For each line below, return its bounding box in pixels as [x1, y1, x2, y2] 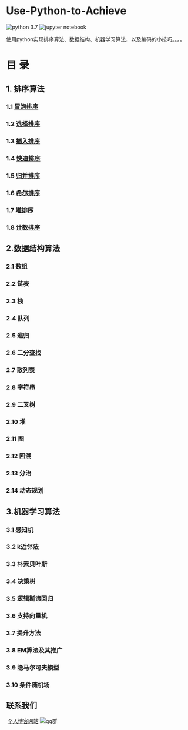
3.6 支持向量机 [6, 612, 48, 620]
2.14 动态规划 [6, 487, 44, 495]
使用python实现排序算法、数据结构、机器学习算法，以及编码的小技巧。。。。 [6, 35, 185, 42]
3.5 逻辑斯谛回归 [6, 595, 53, 603]
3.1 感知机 [6, 525, 34, 534]
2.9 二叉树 [6, 400, 36, 408]
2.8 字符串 [6, 383, 35, 391]
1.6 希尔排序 [6, 189, 40, 197]
